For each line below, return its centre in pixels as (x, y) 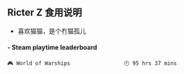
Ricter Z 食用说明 (45, 13)
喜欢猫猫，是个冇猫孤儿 (52, 31)
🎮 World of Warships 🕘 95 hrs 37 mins (92, 63)
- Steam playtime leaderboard (52, 47)
